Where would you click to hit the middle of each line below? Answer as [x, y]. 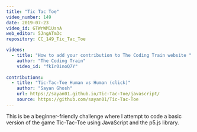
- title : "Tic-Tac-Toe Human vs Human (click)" [71, 83]
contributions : [25, 78]
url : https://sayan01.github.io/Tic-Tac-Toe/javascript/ [88, 94]
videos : [16, 50]
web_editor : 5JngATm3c [34, 34]
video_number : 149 [29, 17]
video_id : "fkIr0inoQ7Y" [47, 66]
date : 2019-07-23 [28, 22]
